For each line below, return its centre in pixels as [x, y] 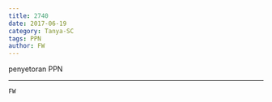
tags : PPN [25, 38]
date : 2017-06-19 [38, 23]
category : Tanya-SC [41, 31]
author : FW [27, 46]
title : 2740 [28, 16]
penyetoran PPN [36, 69]
